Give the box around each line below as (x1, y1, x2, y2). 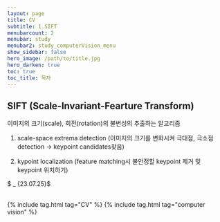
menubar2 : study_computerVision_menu (7, 42, 116, 49)
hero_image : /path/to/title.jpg (7, 55, 100, 62)
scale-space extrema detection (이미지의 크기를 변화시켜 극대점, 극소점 (17, 134, 214, 142)
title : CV (7, 17, 36, 24)
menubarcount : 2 (7, 29, 54, 37)
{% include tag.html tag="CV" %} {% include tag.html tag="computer (7, 201, 205, 209)
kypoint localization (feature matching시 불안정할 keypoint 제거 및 (17, 157, 201, 166)
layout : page (7, 10, 45, 17)
